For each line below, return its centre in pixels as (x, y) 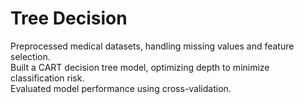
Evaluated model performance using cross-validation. (121, 88)
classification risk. (47, 78)
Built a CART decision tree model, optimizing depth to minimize (140, 67)
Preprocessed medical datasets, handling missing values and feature (152, 46)
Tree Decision (69, 18)
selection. (30, 56)
